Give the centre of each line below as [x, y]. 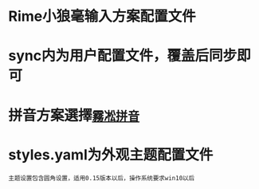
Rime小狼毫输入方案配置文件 [102, 16]
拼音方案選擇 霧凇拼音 [74, 115]
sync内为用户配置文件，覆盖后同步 [123, 56]
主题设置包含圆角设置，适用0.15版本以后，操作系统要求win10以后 [102, 178]
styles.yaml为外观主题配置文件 [111, 154]
